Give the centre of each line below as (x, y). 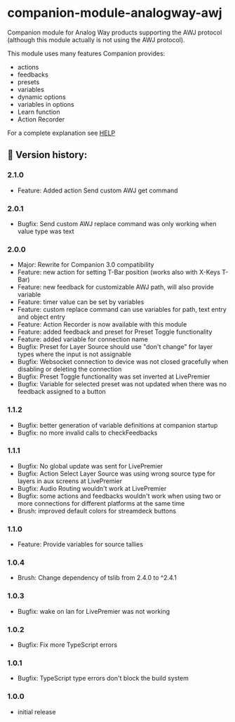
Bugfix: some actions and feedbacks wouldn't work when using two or (119, 496)
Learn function (39, 112)
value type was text (46, 231)
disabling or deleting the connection (69, 369)
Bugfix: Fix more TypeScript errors (67, 645)
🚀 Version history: (47, 155)
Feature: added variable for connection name (83, 339)
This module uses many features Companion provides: (86, 53)
